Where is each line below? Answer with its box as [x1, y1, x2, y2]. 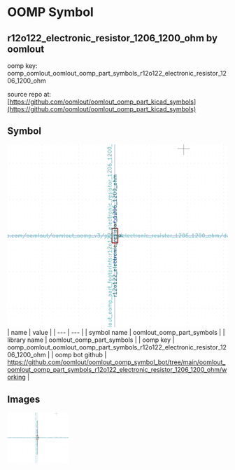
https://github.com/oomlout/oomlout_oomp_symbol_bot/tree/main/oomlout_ [7, 358, 226, 366]
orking [7, 373, 26, 382]
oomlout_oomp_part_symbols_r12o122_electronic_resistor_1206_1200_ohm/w [7, 366, 227, 374]
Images [7, 393, 41, 405]
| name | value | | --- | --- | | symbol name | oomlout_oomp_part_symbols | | [7, 329, 225, 337]
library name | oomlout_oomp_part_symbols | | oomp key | [7, 336, 175, 344]
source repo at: [7, 90, 51, 98]
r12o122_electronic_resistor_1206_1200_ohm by [7, 32, 218, 44]
